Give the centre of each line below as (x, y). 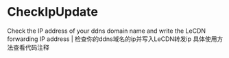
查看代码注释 (31, 47)
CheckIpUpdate (52, 12)
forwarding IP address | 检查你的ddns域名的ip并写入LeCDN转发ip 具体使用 (112, 39)
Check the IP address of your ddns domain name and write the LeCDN (107, 31)
